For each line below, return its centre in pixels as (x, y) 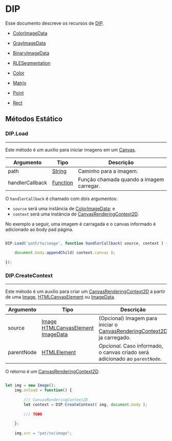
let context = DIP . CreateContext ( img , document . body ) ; (85, 405)
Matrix (19, 83)
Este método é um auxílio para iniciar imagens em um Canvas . (71, 150)
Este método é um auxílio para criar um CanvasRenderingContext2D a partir (85, 291)
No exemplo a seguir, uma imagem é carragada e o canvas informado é (81, 224)
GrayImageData (29, 43)
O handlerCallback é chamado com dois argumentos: (61, 198)
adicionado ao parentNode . (130, 359)
